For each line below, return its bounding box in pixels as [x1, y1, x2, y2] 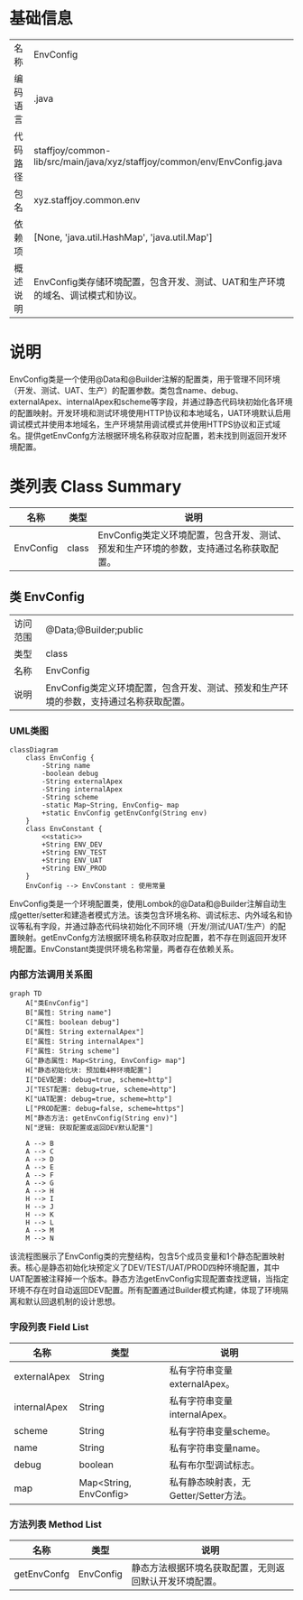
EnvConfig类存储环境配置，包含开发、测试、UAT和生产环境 [32, 275, 286, 288]
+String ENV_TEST [41, 847, 106, 857]
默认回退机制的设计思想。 [24, 1296, 120, 1307]
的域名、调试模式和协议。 [32, 289, 142, 301]
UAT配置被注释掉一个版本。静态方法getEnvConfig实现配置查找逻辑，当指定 [9, 1273, 289, 1284]
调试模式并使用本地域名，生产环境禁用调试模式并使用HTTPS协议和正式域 [9, 419, 281, 430]
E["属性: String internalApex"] [25, 1037, 144, 1047]
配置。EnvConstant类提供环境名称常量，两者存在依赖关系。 [16, 943, 239, 954]
